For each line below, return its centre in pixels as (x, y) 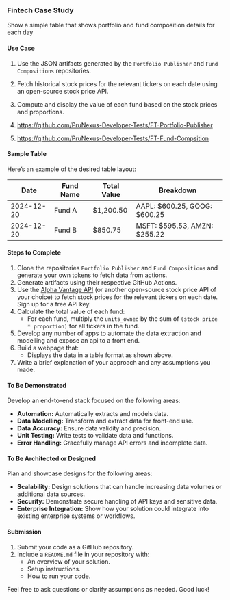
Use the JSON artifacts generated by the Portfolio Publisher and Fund (117, 63)
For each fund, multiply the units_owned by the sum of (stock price (122, 318)
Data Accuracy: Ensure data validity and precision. (89, 428)
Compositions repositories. (54, 70)
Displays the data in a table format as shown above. (100, 355)
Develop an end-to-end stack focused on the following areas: (94, 401)
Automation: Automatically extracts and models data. (93, 414)
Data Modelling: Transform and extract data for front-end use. (105, 421)
